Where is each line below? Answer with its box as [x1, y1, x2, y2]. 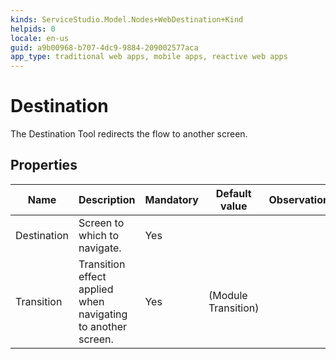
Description [78, 192, 136, 206]
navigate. [78, 241, 122, 255]
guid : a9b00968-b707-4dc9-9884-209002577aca [10, 42, 199, 53]
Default [215, 186, 252, 200]
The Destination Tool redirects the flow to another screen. [10, 128, 248, 140]
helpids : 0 [10, 24, 56, 34]
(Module [208, 288, 248, 302]
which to [78, 228, 120, 242]
